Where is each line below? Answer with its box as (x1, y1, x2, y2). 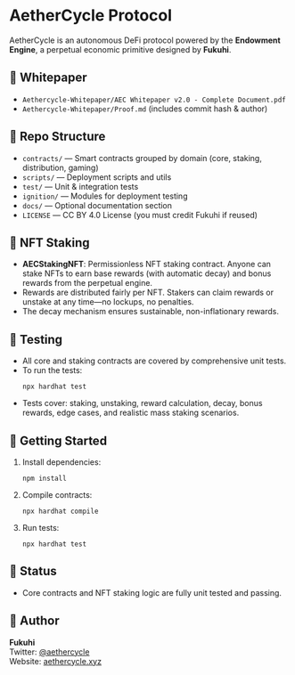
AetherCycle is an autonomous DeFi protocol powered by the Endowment (9, 35, 281, 45)
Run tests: (21, 523, 60, 533)
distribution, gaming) (21, 162, 100, 173)
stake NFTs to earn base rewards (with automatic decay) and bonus (21, 268, 272, 279)
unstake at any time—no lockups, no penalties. (21, 297, 194, 307)
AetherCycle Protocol (9, 5, 172, 26)
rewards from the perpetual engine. (21, 278, 153, 289)
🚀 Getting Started (9, 433, 108, 448)
